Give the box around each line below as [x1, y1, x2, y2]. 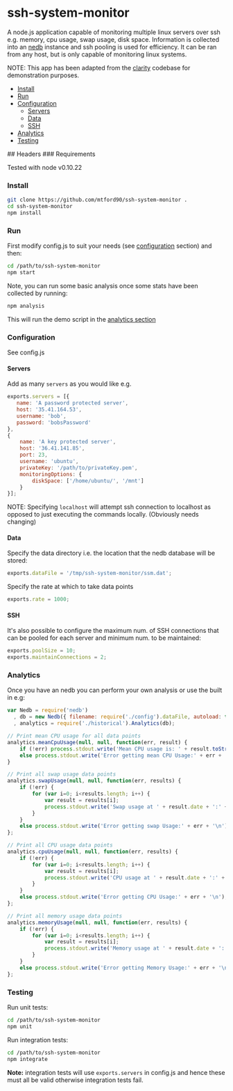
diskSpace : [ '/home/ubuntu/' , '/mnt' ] [32, 477, 144, 485]
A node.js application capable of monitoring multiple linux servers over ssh [7, 28, 221, 36]
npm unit [7, 1023, 33, 1030]
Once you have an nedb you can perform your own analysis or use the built [7, 686, 223, 694]
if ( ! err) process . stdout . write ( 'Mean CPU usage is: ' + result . [19, 745, 213, 753]
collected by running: [7, 289, 68, 297]
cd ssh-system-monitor [7, 203, 73, 210]
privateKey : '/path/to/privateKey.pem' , [19, 464, 138, 471]
